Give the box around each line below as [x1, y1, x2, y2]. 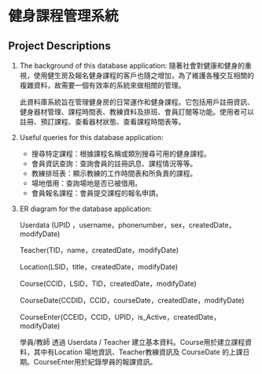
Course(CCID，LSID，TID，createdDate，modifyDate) [19, 279, 197, 288]
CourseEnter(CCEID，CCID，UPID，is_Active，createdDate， [19, 313, 220, 321]
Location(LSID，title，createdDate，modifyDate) [19, 262, 179, 272]
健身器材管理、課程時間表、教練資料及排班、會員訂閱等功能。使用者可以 [19, 107, 254, 117]
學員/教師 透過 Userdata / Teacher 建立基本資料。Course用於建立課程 [19, 338, 245, 346]
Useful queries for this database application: [19, 133, 164, 142]
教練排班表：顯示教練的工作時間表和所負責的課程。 [31, 168, 197, 178]
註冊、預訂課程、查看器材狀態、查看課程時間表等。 [19, 117, 186, 126]
